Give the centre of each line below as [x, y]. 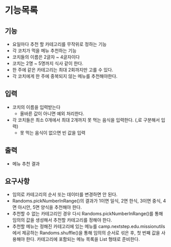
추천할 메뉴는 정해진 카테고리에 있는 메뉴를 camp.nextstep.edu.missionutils [89, 227]
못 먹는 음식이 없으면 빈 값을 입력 [52, 132]
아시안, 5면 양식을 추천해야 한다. [50, 207]
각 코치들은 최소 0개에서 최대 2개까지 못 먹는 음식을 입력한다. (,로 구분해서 [86, 120]
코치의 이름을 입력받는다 [36, 107]
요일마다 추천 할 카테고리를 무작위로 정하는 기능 [59, 44]
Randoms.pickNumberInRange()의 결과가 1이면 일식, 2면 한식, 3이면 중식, [87, 201]
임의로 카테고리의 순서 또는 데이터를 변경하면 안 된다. [65, 194]
